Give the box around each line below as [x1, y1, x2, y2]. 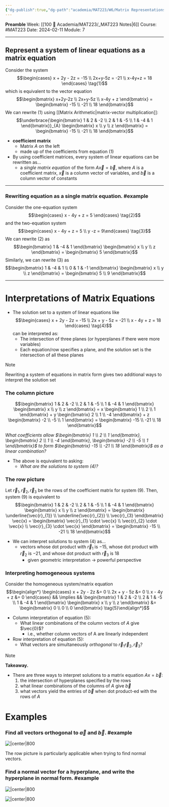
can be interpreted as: [12, 330, 59, 336]
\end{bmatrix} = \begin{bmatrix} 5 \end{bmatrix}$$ [31, 249, 138, 255]
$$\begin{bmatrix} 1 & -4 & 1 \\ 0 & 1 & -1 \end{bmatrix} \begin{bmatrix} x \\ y [5, 264, 164, 271]
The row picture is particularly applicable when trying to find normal [5, 750, 146, 757]
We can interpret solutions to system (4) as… [12, 539, 106, 545]
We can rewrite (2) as [5, 236, 50, 242]
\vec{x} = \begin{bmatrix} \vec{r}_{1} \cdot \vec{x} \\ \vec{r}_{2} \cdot [12, 518, 157, 524]
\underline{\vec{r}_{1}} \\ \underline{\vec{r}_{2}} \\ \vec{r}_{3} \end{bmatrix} [6, 513, 163, 519]
